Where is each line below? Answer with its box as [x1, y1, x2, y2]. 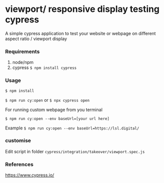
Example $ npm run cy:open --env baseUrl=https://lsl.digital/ [5, 125, 140, 131]
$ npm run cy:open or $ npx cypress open [5, 97, 90, 103]
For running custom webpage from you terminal [5, 107, 103, 113]
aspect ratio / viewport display [5, 36, 67, 42]
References [5, 161, 34, 168]
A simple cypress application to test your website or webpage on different [5, 30, 156, 36]
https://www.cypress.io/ [5, 172, 55, 178]
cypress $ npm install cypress [12, 64, 77, 70]
